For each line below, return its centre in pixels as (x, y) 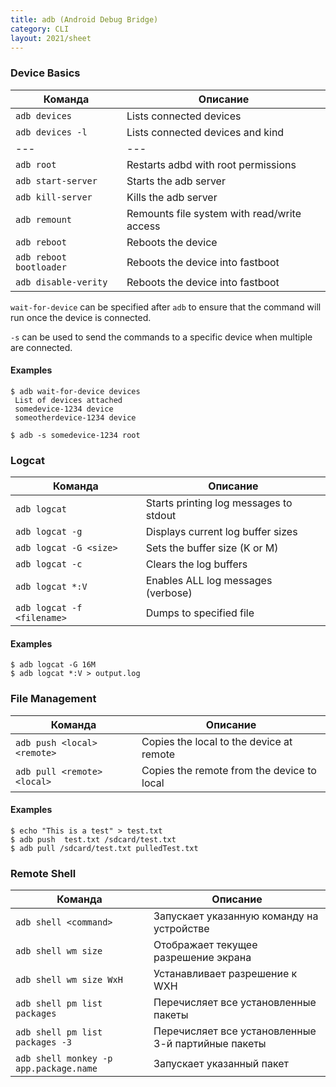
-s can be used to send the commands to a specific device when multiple (161, 337)
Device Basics (45, 73)
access (143, 226)
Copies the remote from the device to (229, 770)
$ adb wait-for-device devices (75, 391)
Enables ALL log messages (209, 581)
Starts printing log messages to (219, 503)
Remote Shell (43, 873)
